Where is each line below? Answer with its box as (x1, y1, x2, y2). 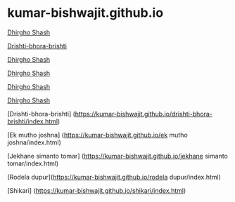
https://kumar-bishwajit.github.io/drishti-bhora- (75, 109, 212, 118)
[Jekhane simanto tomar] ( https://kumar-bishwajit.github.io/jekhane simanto (7, 151, 229, 160)
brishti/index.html (7, 117, 58, 126)
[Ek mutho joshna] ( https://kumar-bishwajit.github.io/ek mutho (7, 130, 188, 139)
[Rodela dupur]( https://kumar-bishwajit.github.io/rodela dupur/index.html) (7, 173, 222, 181)
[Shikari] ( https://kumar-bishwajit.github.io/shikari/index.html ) (7, 186, 186, 194)
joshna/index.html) (7, 138, 62, 147)
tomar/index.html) (7, 159, 59, 168)
